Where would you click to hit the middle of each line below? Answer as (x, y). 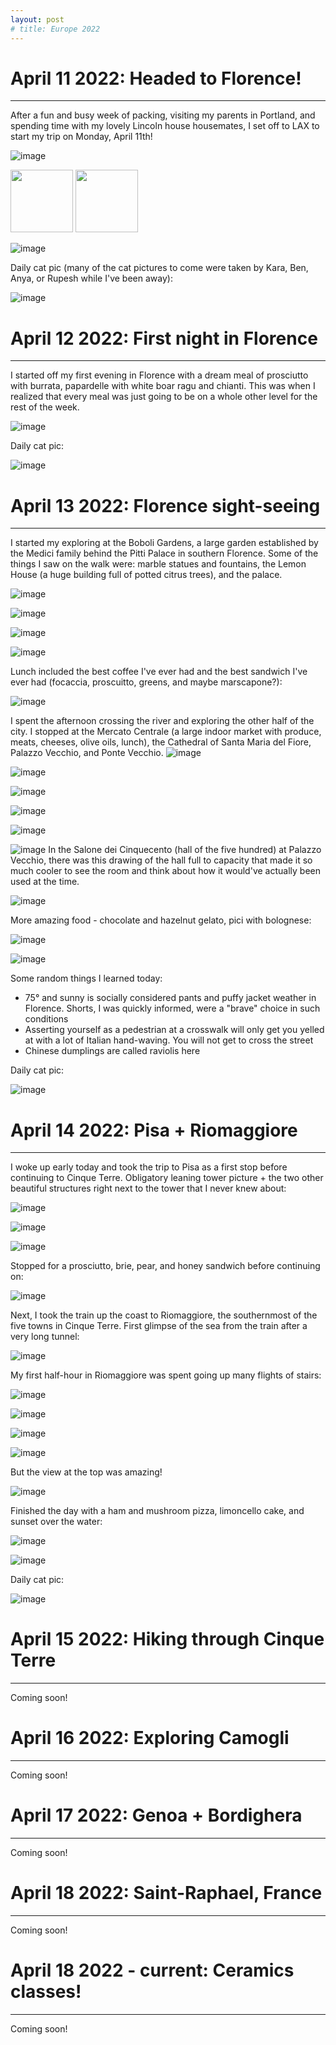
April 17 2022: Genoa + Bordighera (156, 1815)
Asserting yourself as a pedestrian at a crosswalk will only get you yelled (174, 1030)
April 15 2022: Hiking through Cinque (167, 1639)
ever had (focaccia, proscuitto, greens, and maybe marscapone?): (146, 682)
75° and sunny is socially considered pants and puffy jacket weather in (170, 998)
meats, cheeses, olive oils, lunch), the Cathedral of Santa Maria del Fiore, (161, 742)
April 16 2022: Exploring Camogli (150, 1738)
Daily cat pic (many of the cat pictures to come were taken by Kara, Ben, (159, 268)
